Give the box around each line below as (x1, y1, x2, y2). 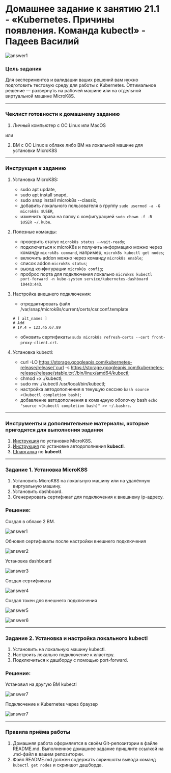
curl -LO (20, 359, 38, 365)
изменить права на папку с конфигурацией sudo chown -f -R (20, 213, 153, 219)
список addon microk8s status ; (20, 260, 88, 266)
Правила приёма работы (5, 729, 70, 736)
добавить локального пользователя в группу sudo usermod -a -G (20, 202, 160, 209)
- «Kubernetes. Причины (5, 14, 115, 25)
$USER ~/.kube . (20, 219, 52, 225)
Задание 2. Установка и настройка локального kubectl (5, 634, 148, 641)
